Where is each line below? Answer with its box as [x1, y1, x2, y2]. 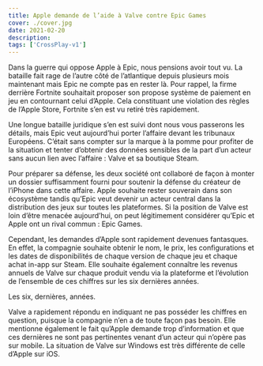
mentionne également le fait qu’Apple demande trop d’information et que [8, 324, 245, 334]
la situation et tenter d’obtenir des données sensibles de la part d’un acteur [8, 145, 252, 155]
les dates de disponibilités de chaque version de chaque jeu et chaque [8, 251, 239, 261]
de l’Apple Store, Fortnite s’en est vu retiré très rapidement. [8, 104, 200, 115]
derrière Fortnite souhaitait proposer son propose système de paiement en [8, 88, 251, 97]
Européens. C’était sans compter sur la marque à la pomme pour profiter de [8, 137, 254, 146]
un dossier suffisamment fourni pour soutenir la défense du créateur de [8, 177, 241, 187]
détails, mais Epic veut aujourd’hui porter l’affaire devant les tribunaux [8, 128, 235, 138]
